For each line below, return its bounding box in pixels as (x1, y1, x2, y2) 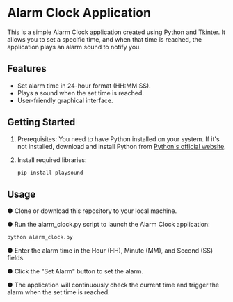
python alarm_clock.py (7, 234, 73, 241)
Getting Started (7, 116, 76, 128)
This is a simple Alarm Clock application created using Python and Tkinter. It (7, 28, 226, 36)
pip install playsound (17, 169, 83, 176)
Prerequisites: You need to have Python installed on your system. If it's (17, 134, 220, 143)
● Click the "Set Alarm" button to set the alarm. (7, 267, 144, 276)
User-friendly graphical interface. (17, 96, 113, 104)
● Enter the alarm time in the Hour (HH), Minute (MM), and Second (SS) (7, 246, 214, 255)
